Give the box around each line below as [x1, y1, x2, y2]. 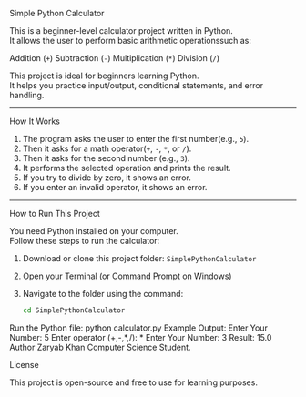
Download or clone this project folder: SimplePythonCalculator [22, 253, 257, 263]
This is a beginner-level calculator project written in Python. [9, 25, 234, 36]
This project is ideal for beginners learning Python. [9, 70, 199, 81]
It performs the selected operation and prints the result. [22, 163, 231, 173]
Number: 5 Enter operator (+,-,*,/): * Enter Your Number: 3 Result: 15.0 [9, 331, 272, 342]
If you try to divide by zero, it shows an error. [22, 172, 191, 183]
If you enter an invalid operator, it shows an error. [22, 182, 208, 192]
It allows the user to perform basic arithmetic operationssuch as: [9, 36, 252, 46]
